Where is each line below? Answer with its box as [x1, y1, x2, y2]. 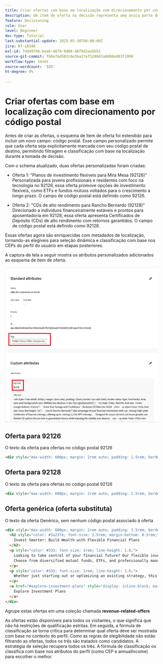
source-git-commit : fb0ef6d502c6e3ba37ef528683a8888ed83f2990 [5, 54, 133, 59]
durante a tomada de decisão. [5, 153, 65, 159]
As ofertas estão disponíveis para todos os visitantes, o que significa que [5, 617, 151, 623]
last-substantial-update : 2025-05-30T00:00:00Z [5, 39, 103, 44]
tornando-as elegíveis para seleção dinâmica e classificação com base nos [5, 237, 156, 243]
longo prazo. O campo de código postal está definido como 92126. [12, 192, 146, 199]
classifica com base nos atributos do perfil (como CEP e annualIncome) [5, 648, 148, 654]
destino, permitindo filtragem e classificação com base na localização [5, 148, 145, 154]
